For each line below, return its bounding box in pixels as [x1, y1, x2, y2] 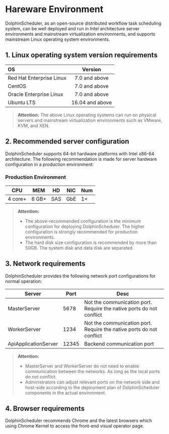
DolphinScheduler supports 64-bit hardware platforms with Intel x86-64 [5, 150, 154, 157]
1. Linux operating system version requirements [5, 51, 158, 59]
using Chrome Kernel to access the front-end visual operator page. [5, 423, 144, 429]
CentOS [8, 82, 27, 89]
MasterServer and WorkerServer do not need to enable [25, 363, 139, 369]
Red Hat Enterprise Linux [8, 74, 67, 81]
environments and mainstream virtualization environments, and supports [5, 31, 155, 37]
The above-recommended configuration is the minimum [25, 218, 141, 224]
